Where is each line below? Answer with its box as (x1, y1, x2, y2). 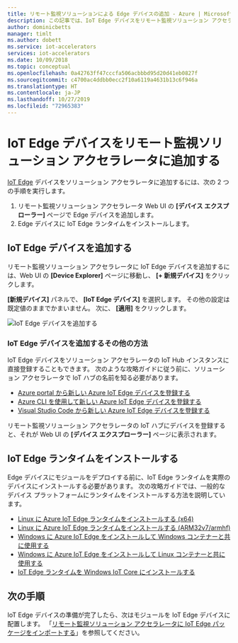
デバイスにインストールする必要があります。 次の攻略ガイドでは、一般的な (7, 482, 225, 490)
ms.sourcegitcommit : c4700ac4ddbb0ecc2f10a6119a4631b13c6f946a (7, 76, 198, 84)
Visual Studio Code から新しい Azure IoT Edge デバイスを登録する (17, 406, 210, 414)
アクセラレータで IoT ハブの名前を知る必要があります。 (21, 373, 182, 382)
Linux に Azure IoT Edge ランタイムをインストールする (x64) (17, 514, 194, 523)
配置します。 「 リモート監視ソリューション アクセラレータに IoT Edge (7, 619, 211, 627)
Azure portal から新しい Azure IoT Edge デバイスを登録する (17, 388, 191, 397)
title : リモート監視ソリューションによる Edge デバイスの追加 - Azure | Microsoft (7, 10, 233, 18)
